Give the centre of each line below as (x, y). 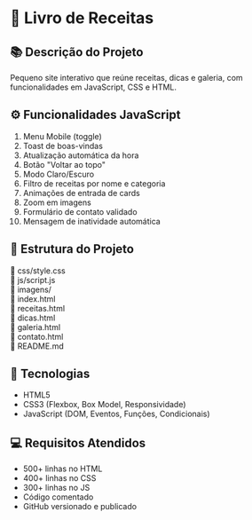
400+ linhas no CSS (59, 478)
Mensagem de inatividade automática (91, 221)
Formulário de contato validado (80, 211)
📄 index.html (33, 299)
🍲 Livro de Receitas (82, 18)
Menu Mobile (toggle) (63, 136)
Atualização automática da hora (81, 155)
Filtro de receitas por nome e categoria (94, 183)
